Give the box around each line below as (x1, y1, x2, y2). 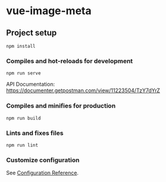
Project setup (6, 28, 58, 38)
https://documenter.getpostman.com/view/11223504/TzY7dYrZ (6, 87, 160, 94)
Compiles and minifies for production (6, 102, 116, 110)
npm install (6, 43, 36, 49)
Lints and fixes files (6, 129, 64, 137)
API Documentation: (6, 81, 55, 88)
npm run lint (6, 142, 39, 148)
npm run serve (6, 70, 41, 76)
